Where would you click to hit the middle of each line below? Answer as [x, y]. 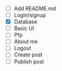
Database [25, 22]
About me [26, 42]
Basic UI [24, 28]
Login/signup [30, 15]
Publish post [29, 62]
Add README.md [35, 9]
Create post [28, 55]
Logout [23, 48]
